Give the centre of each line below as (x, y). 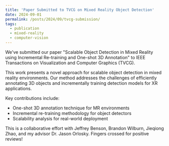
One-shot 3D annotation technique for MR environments (71, 108)
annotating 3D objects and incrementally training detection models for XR (81, 83)
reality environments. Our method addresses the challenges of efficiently (81, 78)
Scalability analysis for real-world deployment (60, 118)
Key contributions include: (32, 98)
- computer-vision (29, 38)
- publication (24, 29)
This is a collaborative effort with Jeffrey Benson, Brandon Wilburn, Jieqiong (84, 128)
